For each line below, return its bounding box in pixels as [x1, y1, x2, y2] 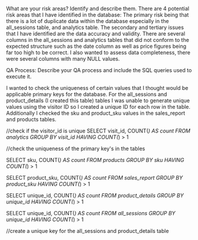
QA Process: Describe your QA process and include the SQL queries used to [6, 67, 192, 73]
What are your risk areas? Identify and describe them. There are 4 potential [6, 5, 190, 12]
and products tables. [6, 116, 57, 123]
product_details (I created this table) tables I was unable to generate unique [6, 97, 190, 104]
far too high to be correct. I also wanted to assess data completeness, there [6, 49, 191, 56]
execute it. [6, 73, 32, 80]
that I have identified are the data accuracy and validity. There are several [6, 30, 186, 37]
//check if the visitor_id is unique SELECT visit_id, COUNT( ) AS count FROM [6, 127, 191, 134]
